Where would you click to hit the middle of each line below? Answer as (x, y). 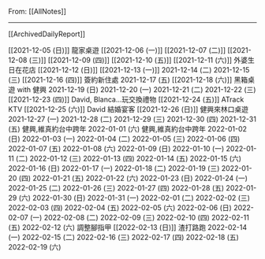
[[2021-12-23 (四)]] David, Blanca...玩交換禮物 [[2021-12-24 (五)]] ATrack (126, 99)
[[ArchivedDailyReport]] (47, 34)
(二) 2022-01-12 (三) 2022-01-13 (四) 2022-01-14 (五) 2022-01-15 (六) (129, 158)
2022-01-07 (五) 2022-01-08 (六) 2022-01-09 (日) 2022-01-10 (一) (116, 148)
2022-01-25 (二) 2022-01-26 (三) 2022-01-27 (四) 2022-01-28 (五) (116, 188)
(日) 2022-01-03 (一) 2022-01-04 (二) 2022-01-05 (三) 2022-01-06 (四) (124, 139)
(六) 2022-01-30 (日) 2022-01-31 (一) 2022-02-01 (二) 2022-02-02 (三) (134, 198)
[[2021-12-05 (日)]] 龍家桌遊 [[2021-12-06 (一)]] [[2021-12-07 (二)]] (117, 50)
